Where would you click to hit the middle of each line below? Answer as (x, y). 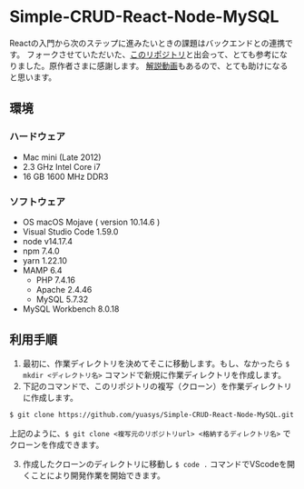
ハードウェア (38, 136)
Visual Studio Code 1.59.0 (70, 231)
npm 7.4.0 (41, 251)
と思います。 (33, 77)
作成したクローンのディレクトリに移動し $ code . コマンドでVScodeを (155, 464)
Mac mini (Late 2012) (62, 157)
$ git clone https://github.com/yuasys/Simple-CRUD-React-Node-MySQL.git (152, 414)
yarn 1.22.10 (45, 260)
